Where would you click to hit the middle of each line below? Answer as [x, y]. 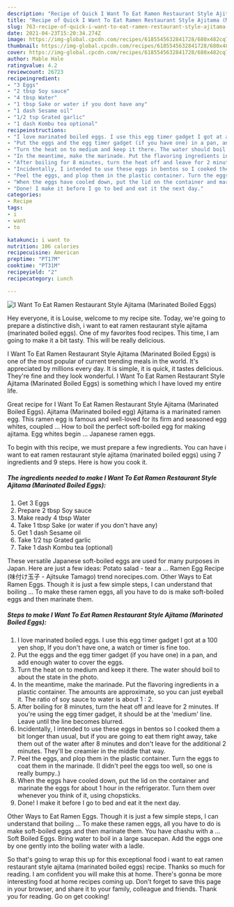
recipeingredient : [34, 78]
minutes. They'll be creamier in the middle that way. [91, 751]
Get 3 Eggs [33, 503]
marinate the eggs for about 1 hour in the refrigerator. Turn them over [116, 788]
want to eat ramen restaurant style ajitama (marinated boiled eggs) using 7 [114, 455]
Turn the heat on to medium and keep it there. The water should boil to [119, 670]
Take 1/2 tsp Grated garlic [54, 539]
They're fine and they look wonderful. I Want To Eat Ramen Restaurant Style [116, 376]
